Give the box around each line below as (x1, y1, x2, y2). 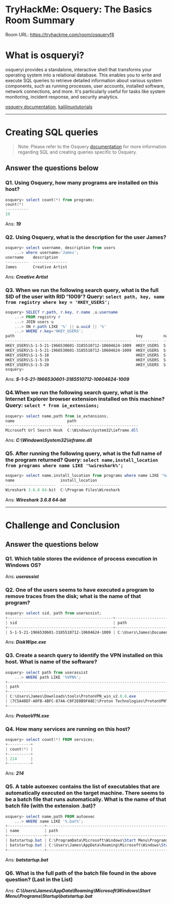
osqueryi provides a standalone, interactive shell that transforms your (5, 66, 152, 72)
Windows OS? (5, 562, 41, 569)
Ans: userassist (5, 573, 39, 580)
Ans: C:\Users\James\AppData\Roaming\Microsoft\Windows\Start (5, 887, 151, 894)
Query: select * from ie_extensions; (5, 402, 100, 409)
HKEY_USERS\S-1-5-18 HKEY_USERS (5, 353, 159, 358)
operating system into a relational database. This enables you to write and (5, 72, 161, 78)
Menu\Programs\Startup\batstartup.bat (5, 893, 93, 899)
